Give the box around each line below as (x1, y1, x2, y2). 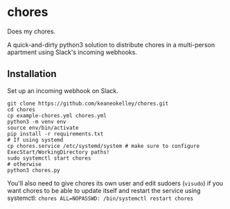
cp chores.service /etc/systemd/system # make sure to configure (7, 142, 200, 149)
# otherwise (7, 160, 42, 167)
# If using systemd (7, 136, 64, 143)
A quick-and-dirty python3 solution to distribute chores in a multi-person (7, 40, 215, 49)
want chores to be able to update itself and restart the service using (7, 186, 201, 194)
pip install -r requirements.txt (7, 130, 104, 137)
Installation (7, 68, 57, 80)
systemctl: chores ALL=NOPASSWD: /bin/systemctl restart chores (7, 194, 194, 202)
